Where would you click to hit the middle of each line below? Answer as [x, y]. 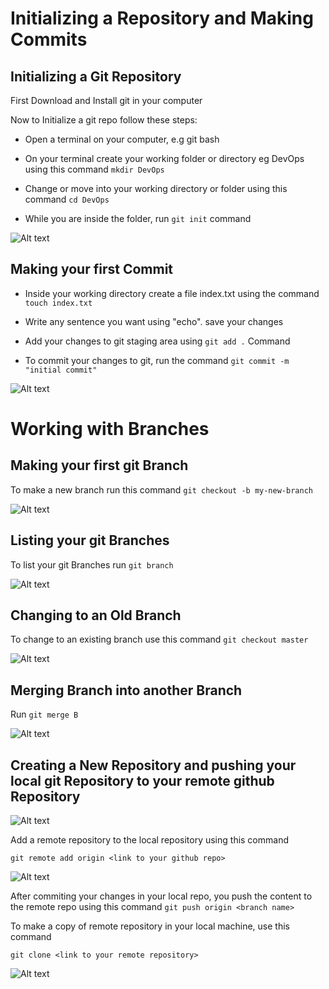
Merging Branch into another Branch [126, 690]
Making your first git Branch [99, 465]
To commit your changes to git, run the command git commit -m [157, 360]
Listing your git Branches [90, 540]
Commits [49, 39]
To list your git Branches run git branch [92, 564]
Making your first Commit [92, 269]
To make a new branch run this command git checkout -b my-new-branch [161, 489]
